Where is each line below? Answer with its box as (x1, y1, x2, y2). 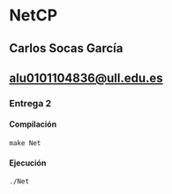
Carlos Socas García (9, 41, 123, 56)
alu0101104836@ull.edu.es (9, 70, 163, 85)
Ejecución (9, 157, 47, 168)
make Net (9, 139, 41, 148)
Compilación (9, 119, 57, 129)
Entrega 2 (9, 97, 52, 109)
